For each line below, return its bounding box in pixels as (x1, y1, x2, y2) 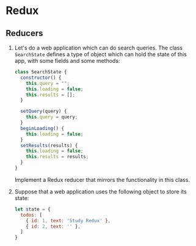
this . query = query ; (26, 114, 78, 120)
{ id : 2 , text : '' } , (26, 223, 81, 230)
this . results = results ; (26, 154, 89, 160)
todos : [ (20, 212, 43, 218)
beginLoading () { (20, 125, 65, 131)
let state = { (14, 206, 51, 212)
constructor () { (20, 74, 62, 81)
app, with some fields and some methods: (14, 57, 120, 64)
